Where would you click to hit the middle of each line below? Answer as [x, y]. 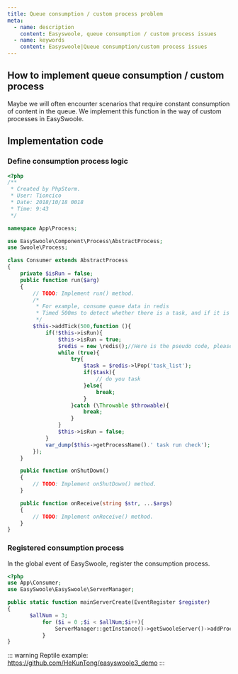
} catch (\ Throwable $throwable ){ [120, 405]
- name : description [44, 27]
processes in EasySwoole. [46, 118]
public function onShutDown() [65, 471]
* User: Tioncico [36, 196]
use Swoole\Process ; [38, 248]
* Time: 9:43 [30, 209]
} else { [93, 386]
